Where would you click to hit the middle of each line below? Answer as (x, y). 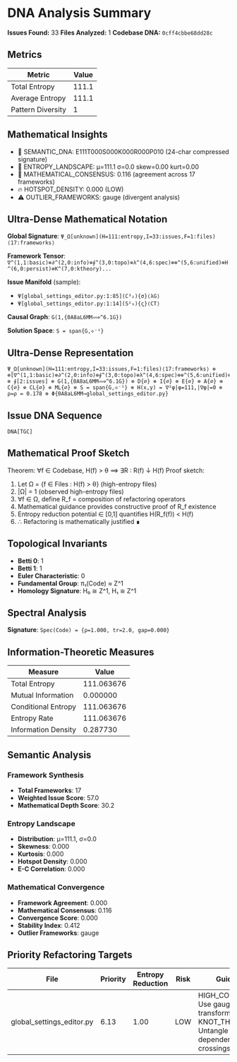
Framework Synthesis (46, 775)
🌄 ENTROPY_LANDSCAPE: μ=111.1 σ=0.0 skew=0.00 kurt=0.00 (108, 167)
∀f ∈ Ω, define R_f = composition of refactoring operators (101, 499)
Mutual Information (42, 696)
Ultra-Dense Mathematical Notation (87, 219)
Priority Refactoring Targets (70, 955)
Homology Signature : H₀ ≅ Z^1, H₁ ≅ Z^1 (77, 590)
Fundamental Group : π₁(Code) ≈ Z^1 (70, 583)
